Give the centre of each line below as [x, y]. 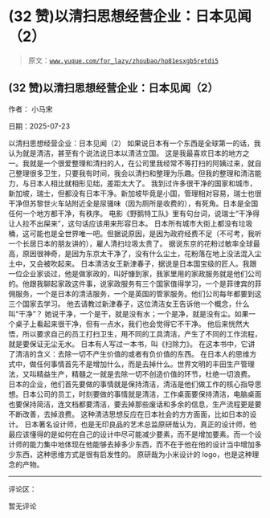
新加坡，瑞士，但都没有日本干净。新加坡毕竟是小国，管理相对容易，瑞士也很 [135, 193]
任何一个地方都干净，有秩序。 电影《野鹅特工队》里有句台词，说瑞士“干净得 [134, 213]
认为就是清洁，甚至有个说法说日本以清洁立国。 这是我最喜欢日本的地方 [125, 153]
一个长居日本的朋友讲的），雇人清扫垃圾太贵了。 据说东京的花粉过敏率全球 [131, 243]
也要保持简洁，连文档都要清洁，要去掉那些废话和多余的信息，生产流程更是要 [135, 404]
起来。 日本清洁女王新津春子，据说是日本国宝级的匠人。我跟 [157, 263]
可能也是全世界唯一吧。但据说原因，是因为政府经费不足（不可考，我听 [145, 233]
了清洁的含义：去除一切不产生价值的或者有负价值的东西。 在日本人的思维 [129, 353]
